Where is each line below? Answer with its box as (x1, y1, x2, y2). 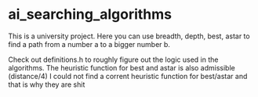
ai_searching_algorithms (8, 5, 173, 23)
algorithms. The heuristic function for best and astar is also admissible (8, 63, 235, 72)
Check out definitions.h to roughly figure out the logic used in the (8, 55, 219, 64)
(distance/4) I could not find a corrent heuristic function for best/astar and (8, 71, 248, 81)
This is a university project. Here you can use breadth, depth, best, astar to (8, 31, 250, 41)
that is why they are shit (8, 80, 85, 89)
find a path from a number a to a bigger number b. (8, 39, 171, 48)
